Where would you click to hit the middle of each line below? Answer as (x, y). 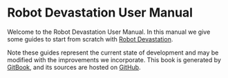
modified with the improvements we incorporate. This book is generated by (114, 59)
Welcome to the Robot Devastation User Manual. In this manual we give (109, 32)
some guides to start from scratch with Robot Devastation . (90, 39)
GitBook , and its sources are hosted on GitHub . (74, 67)
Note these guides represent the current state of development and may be (113, 52)
